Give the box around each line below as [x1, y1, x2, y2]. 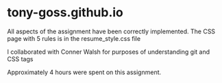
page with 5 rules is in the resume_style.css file [7, 34, 141, 42]
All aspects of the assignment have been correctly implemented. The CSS [7, 27, 216, 35]
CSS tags [7, 54, 34, 63]
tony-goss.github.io [7, 5, 123, 20]
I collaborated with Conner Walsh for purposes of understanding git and [7, 48, 210, 56]
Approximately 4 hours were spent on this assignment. [7, 68, 162, 76]
